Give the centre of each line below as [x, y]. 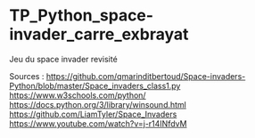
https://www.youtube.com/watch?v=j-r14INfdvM [98, 123]
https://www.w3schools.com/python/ [78, 95]
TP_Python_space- [82, 16]
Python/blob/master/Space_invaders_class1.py [95, 85]
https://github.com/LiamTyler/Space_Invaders [93, 114]
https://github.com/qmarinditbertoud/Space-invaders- [146, 76]
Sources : [27, 76]
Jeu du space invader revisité [63, 59]
